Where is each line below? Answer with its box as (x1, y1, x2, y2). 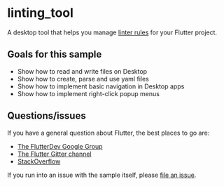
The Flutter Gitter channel (17, 150, 92, 158)
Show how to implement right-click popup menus (17, 89, 160, 98)
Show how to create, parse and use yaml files (17, 74, 149, 83)
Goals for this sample (7, 48, 102, 60)
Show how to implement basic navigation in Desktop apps (17, 82, 185, 91)
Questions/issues (7, 110, 86, 122)
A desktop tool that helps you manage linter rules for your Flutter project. (7, 28, 218, 36)
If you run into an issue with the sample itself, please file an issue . (7, 171, 197, 179)
